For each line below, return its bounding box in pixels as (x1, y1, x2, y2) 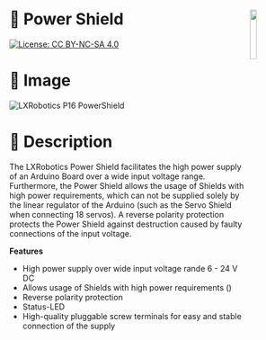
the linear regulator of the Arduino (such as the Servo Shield (9, 199, 232, 210)
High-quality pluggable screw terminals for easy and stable (22, 310, 243, 321)
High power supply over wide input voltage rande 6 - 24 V (22, 263, 238, 273)
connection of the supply (22, 320, 116, 331)
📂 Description (9, 131, 113, 152)
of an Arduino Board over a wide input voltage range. (9, 171, 206, 182)
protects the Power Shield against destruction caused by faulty (9, 219, 243, 229)
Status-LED (22, 301, 66, 312)
